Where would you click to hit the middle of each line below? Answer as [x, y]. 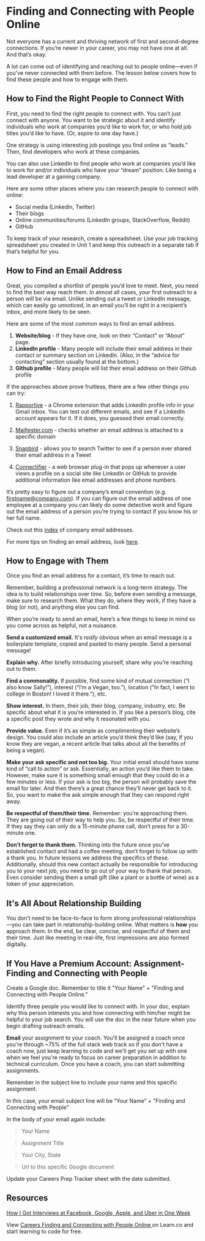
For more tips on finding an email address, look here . [73, 541]
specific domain [35, 436]
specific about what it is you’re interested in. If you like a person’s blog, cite [101, 712]
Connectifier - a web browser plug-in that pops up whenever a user [100, 467]
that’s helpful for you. [33, 251]
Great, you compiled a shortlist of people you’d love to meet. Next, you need [102, 285]
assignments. [23, 1071]
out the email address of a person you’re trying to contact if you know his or [102, 511]
